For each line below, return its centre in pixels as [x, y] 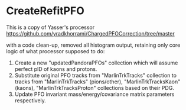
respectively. [30, 100]
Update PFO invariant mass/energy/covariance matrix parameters [94, 94]
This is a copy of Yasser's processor [50, 27]
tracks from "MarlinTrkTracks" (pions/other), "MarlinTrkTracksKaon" [97, 82]
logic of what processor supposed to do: [56, 51]
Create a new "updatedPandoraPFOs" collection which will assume [96, 63]
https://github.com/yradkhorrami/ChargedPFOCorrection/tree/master [91, 33]
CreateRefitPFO [45, 11]
